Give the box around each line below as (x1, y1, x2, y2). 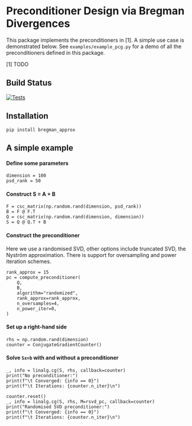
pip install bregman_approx (6, 127, 76, 133)
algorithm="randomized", (17, 290, 78, 296)
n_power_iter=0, (17, 305, 57, 312)
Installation (6, 111, 49, 121)
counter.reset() (6, 393, 46, 399)
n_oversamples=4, (17, 300, 60, 306)
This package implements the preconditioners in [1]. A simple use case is (6, 36, 185, 43)
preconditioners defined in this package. (6, 49, 105, 56)
